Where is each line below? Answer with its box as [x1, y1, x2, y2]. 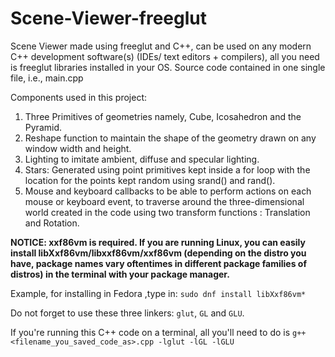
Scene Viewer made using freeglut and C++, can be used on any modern [10, 40, 312, 52]
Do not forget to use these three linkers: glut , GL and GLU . [10, 307, 245, 319]
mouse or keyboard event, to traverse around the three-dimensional [24, 195, 305, 207]
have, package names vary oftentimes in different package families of [10, 257, 307, 269]
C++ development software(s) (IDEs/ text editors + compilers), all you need [10, 50, 320, 62]
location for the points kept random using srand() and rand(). [24, 174, 276, 186]
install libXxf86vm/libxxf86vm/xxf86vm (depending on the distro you [10, 247, 307, 259]
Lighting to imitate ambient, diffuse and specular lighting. [24, 153, 260, 165]
